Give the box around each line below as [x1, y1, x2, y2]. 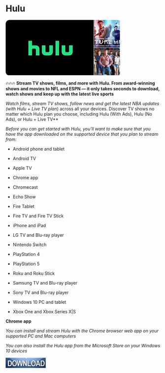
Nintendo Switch [12, 242, 47, 248]
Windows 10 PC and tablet [12, 299, 66, 305]
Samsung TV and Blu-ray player [12, 280, 78, 286]
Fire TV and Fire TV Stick [12, 213, 64, 219]
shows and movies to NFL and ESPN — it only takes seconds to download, [5, 85, 160, 91]
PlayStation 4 [12, 251, 40, 257]
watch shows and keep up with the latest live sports [5, 91, 114, 97]
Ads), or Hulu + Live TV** [5, 116, 59, 122]
